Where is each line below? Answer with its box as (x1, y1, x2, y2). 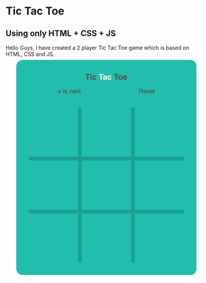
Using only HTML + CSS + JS (5, 28, 116, 39)
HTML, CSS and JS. (5, 51, 55, 58)
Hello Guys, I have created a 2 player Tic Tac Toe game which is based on (5, 44, 189, 51)
